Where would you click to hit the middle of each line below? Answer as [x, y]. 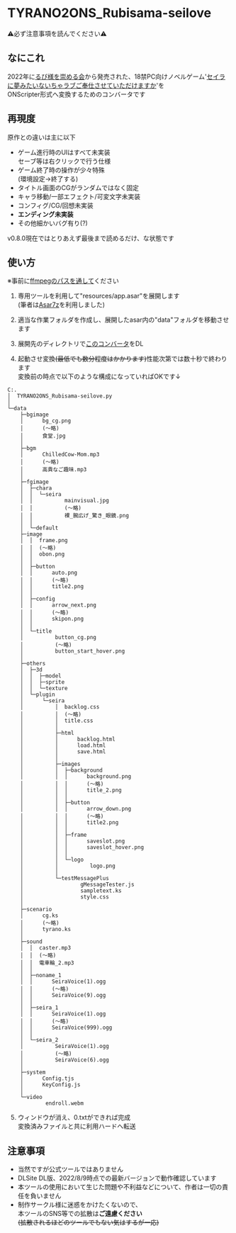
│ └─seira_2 [39, 1040]
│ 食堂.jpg [43, 436]
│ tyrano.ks [46, 930]
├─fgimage [35, 482]
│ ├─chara [36, 488]
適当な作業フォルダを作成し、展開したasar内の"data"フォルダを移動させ [123, 320]
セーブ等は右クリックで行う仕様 [64, 161]
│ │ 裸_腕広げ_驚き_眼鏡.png [75, 516]
